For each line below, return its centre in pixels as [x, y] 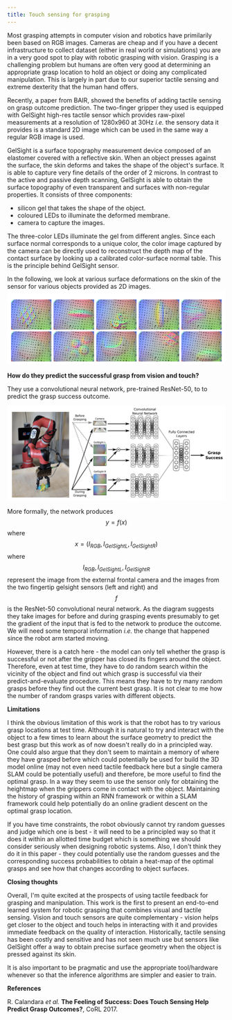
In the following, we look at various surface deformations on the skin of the [114, 279]
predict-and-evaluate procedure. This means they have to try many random [115, 681]
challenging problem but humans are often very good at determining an [109, 64]
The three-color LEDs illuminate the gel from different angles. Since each [111, 236]
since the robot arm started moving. [58, 638]
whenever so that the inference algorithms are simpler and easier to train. [112, 975]
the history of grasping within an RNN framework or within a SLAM [102, 796]
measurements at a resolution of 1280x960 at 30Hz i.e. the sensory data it [113, 122]
